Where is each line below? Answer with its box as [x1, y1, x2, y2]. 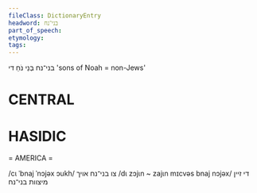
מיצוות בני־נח [8, 177, 49, 187]
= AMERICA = [8, 153, 53, 163]
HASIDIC [8, 127, 67, 145]
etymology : [8, 33, 45, 42]
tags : [8, 41, 26, 49]
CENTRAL [8, 91, 75, 109]
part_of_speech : [8, 26, 62, 34]
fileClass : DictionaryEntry [8, 11, 102, 20]
